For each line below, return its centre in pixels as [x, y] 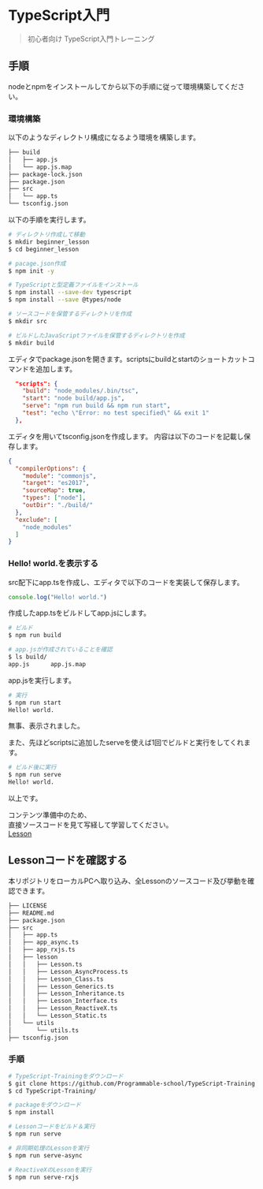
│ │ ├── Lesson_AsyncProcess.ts [68, 971]
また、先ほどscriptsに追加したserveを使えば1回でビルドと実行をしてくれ [126, 743]
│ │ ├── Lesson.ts [45, 964]
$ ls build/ [28, 657]
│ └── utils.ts [44, 1030]
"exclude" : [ [37, 520]
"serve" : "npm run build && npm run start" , [96, 406]
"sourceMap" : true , [54, 490]
